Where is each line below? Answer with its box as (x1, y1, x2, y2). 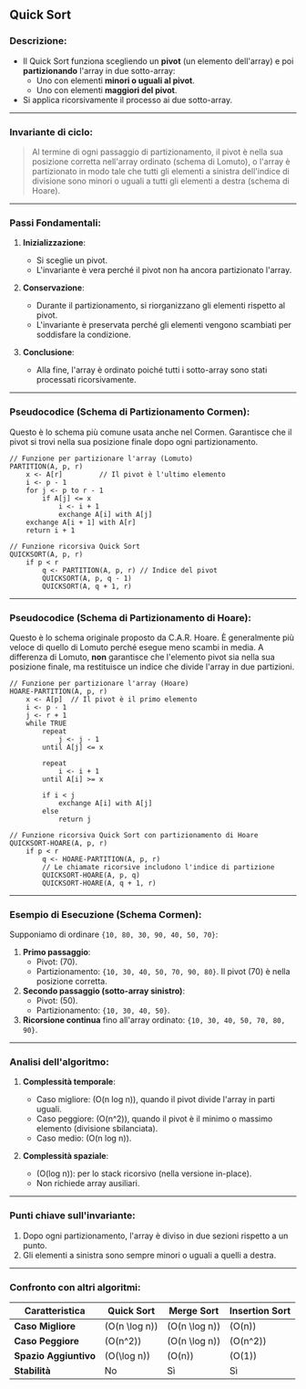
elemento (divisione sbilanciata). (36, 1123, 158, 1134)
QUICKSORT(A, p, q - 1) (42, 573, 132, 583)
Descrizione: (9, 35, 67, 47)
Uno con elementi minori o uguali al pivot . (36, 75, 196, 86)
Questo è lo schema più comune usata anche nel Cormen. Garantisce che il (9, 426, 292, 437)
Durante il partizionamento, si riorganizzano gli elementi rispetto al (36, 300, 285, 311)
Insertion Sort (229, 1305, 291, 1318)
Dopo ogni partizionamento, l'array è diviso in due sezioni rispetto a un (22, 1230, 289, 1241)
